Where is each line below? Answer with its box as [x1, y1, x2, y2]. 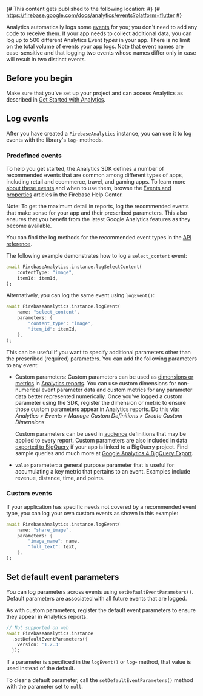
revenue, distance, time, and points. [15, 474, 105, 481]
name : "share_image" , [17, 527, 72, 533]
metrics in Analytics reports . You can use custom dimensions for [15, 379, 177, 387]
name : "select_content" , [17, 309, 80, 315]
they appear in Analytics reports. [6, 613, 88, 620]
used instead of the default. [6, 665, 76, 672]
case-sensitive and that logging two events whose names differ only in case [6, 49, 196, 57]
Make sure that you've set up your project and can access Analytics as [6, 89, 184, 97]
